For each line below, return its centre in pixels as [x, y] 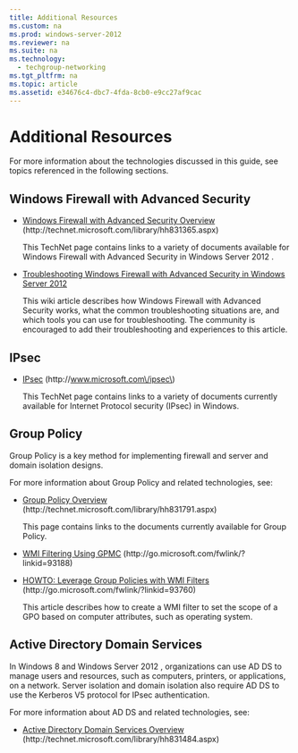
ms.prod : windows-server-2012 [66, 34]
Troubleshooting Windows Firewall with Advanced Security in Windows [153, 275]
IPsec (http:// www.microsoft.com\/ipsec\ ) [99, 379]
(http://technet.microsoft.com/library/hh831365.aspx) [120, 230]
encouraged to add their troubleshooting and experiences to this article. [155, 330]
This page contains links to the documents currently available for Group [154, 526]
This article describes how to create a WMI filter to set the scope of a [150, 607]
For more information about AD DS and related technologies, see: [130, 712]
